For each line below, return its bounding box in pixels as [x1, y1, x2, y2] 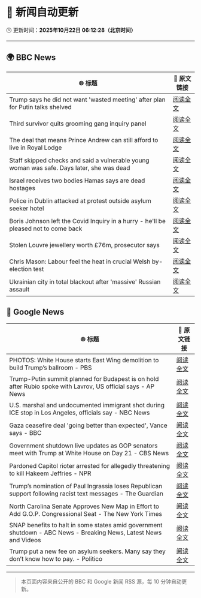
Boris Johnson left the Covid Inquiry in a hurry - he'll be [9, 217, 166, 225]
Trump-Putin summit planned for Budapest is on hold [9, 374, 159, 383]
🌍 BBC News [6, 52, 56, 63]
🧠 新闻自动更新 [6, 5, 79, 19]
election [9, 265, 32, 273]
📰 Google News [6, 307, 65, 317]
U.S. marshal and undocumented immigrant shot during [9, 401, 165, 409]
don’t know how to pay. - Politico [9, 554, 103, 563]
